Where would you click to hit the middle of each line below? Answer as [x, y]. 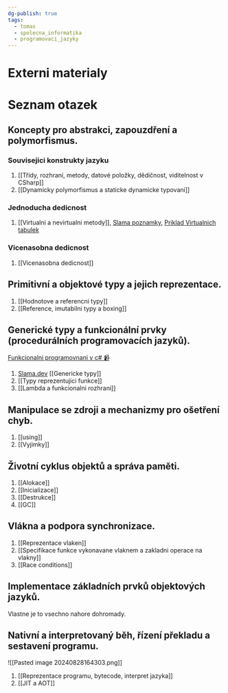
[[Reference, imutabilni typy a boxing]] [72, 308]
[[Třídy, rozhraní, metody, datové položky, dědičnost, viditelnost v [110, 175]
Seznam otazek [53, 105]
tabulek [28, 230]
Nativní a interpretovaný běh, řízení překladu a [109, 636]
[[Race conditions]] [45, 564]
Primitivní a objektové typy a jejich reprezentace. [115, 285]
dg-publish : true [33, 13]
